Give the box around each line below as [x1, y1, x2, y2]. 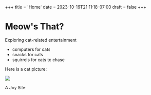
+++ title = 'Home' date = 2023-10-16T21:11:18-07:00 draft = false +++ [5, 4, 147, 10]
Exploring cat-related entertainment [5, 37, 77, 43]
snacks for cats [12, 51, 43, 57]
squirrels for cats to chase [12, 57, 65, 63]
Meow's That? [5, 21, 64, 32]
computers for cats [12, 46, 51, 52]
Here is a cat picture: [5, 66, 47, 72]
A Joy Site [5, 84, 26, 90]
